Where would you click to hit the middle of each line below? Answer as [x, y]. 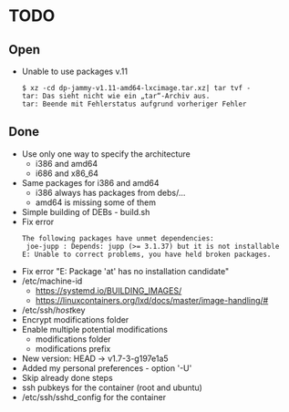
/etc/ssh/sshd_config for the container [93, 397]
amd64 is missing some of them [96, 202]
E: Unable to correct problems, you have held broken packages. [146, 254]
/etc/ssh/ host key [53, 310]
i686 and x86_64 [67, 173]
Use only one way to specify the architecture [106, 154]
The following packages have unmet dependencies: [118, 238]
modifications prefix [73, 348]
